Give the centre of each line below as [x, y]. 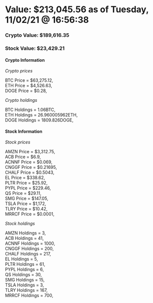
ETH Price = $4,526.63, [29, 86]
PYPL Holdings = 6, [25, 269]
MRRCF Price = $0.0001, [30, 214]
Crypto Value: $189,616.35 [37, 35]
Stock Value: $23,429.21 [35, 48]
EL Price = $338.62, [25, 178]
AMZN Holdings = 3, [26, 233]
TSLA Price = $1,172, [26, 204]
